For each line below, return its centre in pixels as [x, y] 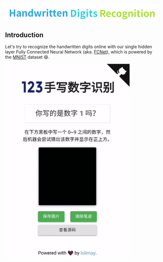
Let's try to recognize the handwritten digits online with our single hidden [79, 47]
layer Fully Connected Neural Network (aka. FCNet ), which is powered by [79, 52]
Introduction [24, 35]
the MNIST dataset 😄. [27, 57]
